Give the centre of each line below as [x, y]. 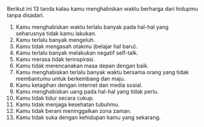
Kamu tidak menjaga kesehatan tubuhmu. [68, 105]
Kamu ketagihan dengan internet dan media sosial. [79, 85]
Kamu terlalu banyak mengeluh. [55, 40]
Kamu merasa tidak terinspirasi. [55, 59]
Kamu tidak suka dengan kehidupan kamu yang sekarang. [88, 117]
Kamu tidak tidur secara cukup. [55, 98]
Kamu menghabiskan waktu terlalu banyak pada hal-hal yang [92, 27]
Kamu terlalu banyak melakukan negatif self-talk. [77, 53]
